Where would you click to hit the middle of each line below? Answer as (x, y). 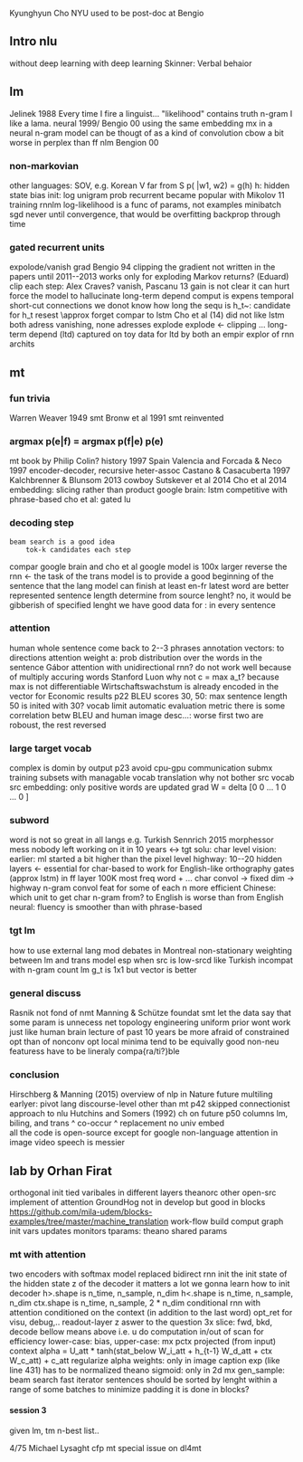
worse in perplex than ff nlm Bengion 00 (84, 142)
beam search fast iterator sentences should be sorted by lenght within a (143, 1380)
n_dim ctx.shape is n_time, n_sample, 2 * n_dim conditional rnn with (135, 1303)
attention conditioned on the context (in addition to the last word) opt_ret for (151, 1313)
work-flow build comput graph (227, 1221)
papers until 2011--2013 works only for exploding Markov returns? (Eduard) (149, 277)
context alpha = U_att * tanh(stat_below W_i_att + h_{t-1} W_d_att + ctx (141, 1351)
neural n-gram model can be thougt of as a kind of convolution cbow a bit (147, 133)
